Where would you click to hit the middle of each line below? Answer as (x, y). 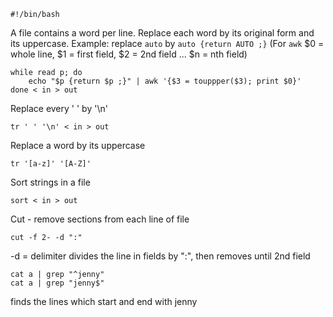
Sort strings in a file (50, 182)
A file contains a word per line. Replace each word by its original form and (162, 33)
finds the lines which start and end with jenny (104, 301)
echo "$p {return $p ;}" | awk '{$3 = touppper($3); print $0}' (165, 81)
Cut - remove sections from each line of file (100, 219)
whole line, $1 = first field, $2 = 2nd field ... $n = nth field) (129, 54)
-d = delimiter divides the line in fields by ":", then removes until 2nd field (160, 256)
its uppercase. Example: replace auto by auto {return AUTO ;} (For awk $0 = (167, 43)
